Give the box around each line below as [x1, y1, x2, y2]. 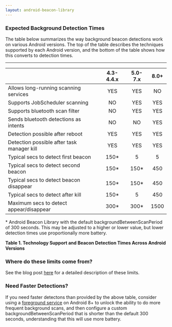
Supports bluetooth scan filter [8, 107, 80, 114]
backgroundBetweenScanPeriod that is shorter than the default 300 [5, 310, 148, 316]
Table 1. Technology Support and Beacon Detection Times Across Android [5, 239, 166, 246]
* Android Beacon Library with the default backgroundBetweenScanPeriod [5, 219, 163, 225]
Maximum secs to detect [8, 199, 68, 206]
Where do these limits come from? [5, 258, 93, 265]
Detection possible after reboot [8, 130, 83, 137]
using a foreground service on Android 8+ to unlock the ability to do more [5, 299, 161, 306]
